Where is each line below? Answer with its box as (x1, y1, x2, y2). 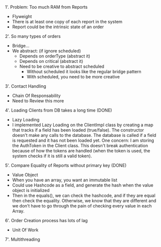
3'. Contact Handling (5, 83, 46, 89)
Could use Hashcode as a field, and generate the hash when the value (12, 182, 154, 188)
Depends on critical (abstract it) (19, 58, 83, 64)
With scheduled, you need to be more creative (26, 74, 120, 79)
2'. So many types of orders (5, 34, 61, 39)
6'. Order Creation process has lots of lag (5, 218, 88, 223)
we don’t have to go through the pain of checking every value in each (12, 203, 152, 209)
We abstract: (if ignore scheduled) (12, 48, 81, 54)
